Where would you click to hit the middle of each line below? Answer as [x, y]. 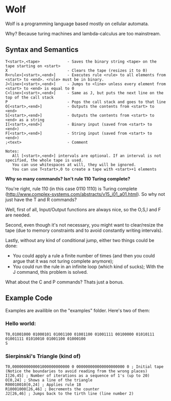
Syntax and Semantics [42, 50]
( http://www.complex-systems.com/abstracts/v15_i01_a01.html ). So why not [85, 194]
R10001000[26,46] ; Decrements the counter [52, 389]
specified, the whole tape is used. [44, 160]
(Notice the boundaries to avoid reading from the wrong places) [76, 371]
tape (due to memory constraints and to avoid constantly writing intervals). [84, 230]
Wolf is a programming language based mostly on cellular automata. [77, 24]
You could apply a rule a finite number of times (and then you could [84, 255]
